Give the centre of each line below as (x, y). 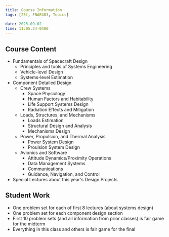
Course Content (31, 49)
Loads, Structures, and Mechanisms (58, 115)
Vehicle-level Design (41, 72)
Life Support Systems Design (58, 104)
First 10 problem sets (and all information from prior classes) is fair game (88, 218)
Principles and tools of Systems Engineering (66, 67)
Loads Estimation (46, 121)
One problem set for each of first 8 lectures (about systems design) (83, 208)
